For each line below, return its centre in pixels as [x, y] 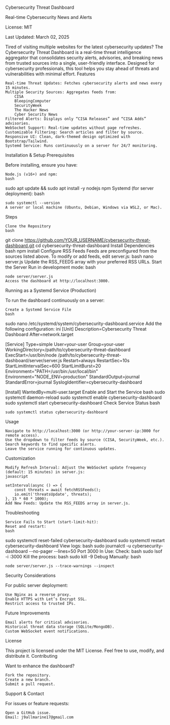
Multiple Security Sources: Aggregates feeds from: [61, 92]
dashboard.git [20, 246]
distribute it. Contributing [31, 656]
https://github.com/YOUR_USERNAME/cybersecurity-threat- [88, 240]
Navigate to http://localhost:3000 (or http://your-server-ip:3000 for [82, 431]
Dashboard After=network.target [39, 334]
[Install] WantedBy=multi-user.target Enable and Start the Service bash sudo [85, 392]
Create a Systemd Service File [38, 310]
